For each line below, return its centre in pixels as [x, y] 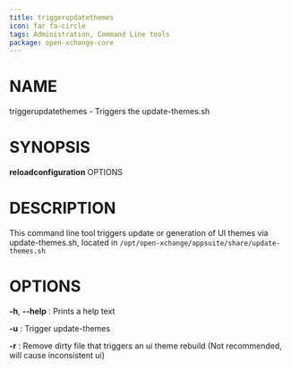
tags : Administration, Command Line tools [90, 34]
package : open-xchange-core [62, 42]
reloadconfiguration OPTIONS [66, 172]
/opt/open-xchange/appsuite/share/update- [200, 243]
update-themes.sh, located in [64, 243]
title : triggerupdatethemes [62, 17]
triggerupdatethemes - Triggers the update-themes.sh [110, 112]
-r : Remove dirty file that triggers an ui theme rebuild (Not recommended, [145, 346]
